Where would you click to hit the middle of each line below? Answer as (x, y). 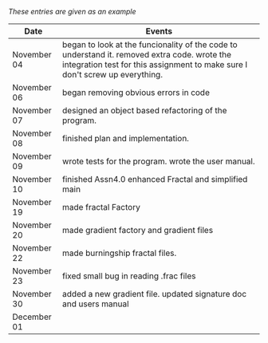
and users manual (96, 304)
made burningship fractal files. (120, 253)
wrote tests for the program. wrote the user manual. (159, 161)
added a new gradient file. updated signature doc (155, 294)
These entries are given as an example (73, 12)
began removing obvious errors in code (136, 93)
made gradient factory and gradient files (138, 230)
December (32, 317)
